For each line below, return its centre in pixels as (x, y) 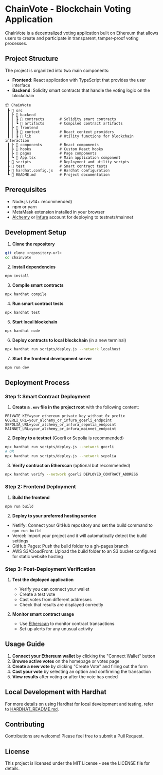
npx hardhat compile (26, 294)
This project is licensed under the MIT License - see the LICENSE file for (77, 763)
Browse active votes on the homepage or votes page (66, 661)
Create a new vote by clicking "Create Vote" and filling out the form (80, 666)
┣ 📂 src (15, 110)
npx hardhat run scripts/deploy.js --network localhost (63, 349)
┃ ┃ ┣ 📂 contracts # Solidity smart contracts (62, 119)
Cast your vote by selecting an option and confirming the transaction (81, 671)
